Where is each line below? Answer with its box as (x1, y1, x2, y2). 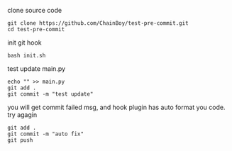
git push (7, 137, 33, 144)
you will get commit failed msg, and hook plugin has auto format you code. (7, 103, 226, 111)
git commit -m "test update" (7, 91, 94, 98)
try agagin (7, 111, 38, 119)
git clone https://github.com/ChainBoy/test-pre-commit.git (7, 20, 189, 27)
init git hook (7, 38, 42, 47)
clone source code (7, 6, 62, 14)
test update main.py (7, 65, 66, 73)
